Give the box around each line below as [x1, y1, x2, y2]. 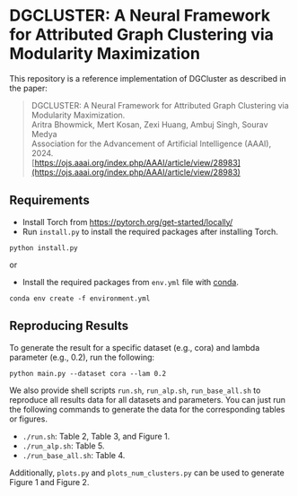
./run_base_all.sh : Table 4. [22, 449, 126, 460]
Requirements [9, 193, 90, 208]
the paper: [9, 83, 48, 93]
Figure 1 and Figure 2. [9, 476, 90, 487]
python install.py [9, 243, 78, 252]
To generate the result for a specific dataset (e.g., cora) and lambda [9, 342, 260, 352]
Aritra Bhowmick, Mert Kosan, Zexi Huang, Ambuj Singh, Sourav [31, 118, 268, 130]
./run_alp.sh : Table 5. [22, 440, 105, 451]
